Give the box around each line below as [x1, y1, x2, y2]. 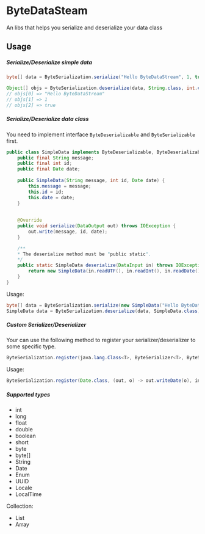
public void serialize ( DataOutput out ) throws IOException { [17, 223, 176, 229]
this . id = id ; [28, 189, 64, 195]
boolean [15, 432, 36, 440]
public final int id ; [17, 160, 72, 167]
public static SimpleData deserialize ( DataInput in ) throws [17, 262, 173, 269]
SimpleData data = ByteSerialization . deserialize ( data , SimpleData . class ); [6, 308, 203, 314]
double [15, 426, 34, 433]
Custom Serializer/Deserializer [6, 321, 87, 329]
